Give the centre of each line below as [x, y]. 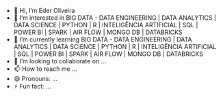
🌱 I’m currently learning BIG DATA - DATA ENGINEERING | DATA [103, 39]
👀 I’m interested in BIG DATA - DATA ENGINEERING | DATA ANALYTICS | [115, 18]
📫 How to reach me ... [45, 69]
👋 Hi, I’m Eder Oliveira [44, 11]
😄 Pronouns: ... [36, 79]
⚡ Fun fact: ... [32, 86]
